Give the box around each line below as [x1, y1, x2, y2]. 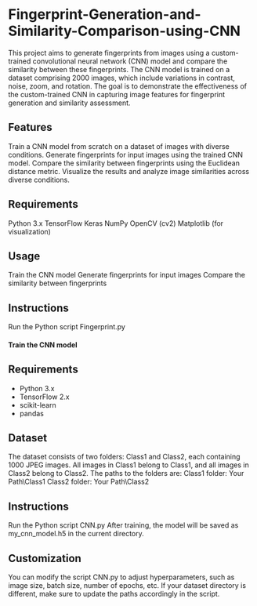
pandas [19, 408, 45, 418]
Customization [8, 551, 82, 565]
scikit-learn [19, 400, 56, 409]
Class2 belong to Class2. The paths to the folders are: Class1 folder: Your [8, 469, 244, 478]
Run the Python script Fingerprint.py [8, 322, 125, 332]
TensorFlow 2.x [19, 392, 70, 401]
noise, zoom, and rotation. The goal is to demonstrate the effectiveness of [8, 81, 247, 91]
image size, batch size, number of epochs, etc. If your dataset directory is [8, 581, 247, 590]
